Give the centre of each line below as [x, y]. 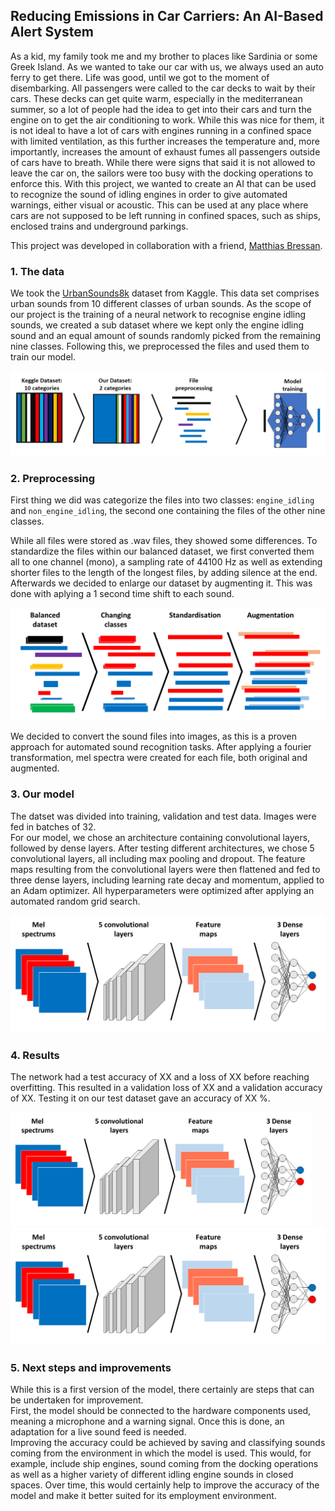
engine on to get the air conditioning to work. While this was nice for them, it [167, 120]
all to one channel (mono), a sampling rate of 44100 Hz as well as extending [166, 562]
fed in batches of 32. [53, 826]
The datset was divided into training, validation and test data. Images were [163, 816]
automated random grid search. [75, 901]
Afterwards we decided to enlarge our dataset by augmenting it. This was [161, 583]
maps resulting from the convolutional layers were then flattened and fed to [165, 869]
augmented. [35, 768]
